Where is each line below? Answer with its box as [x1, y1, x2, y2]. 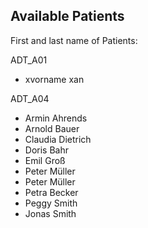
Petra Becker [24, 186, 79, 198]
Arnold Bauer [24, 122, 80, 134]
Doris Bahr [24, 144, 69, 156]
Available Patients [10, 8, 125, 25]
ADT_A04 [10, 92, 50, 104]
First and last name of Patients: [10, 34, 138, 46]
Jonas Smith [24, 207, 77, 219]
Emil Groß [24, 154, 66, 166]
